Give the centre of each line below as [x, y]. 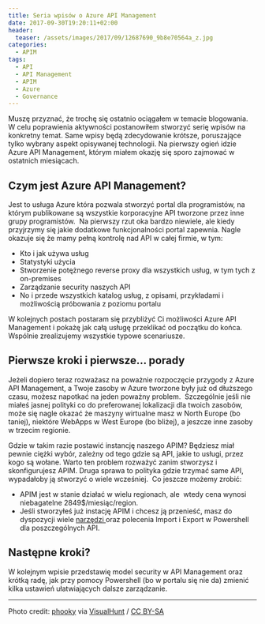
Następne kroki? [49, 553]
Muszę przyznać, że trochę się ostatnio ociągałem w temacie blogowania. [128, 118]
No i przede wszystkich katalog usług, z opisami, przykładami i [121, 295]
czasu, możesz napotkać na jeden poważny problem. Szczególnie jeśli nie [129, 397]
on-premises [40, 279]
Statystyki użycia [48, 262]
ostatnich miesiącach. [44, 161]
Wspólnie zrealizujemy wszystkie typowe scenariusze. [97, 336]
